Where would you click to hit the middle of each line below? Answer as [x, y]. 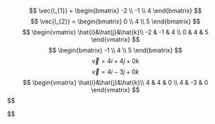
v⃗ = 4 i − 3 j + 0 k [115, 72]
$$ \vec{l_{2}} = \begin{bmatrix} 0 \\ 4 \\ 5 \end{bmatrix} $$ [115, 21]
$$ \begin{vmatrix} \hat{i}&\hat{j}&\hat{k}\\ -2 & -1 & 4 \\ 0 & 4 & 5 [115, 32]
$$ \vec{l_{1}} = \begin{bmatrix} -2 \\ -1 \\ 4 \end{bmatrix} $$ [115, 11]
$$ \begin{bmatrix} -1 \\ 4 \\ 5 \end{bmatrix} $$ [115, 50]
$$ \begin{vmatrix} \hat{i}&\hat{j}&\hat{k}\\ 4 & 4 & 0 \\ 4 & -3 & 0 [115, 82]
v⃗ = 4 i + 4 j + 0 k [115, 61]
